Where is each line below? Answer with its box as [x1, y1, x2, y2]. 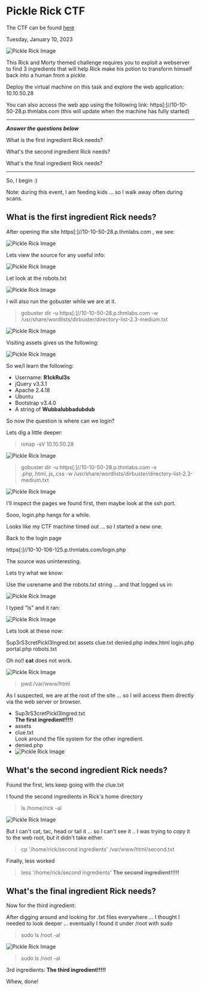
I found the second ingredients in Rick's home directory [6, 793, 143, 800]
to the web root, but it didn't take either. [6, 834, 103, 841]
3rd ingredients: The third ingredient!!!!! [6, 966, 106, 974]
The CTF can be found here [6, 24, 75, 31]
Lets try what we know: [6, 569, 64, 576]
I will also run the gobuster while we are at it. [6, 298, 117, 305]
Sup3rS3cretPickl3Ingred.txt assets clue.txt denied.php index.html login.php [6, 639, 194, 646]
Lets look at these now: [6, 627, 64, 635]
